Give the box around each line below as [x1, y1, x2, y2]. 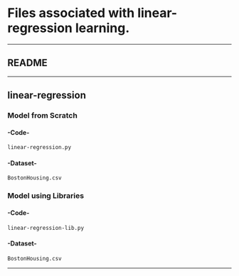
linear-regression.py [7, 144, 72, 151]
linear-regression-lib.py [7, 224, 84, 231]
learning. [75, 20, 130, 36]
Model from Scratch [7, 111, 78, 121]
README [7, 57, 48, 69]
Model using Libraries [7, 191, 84, 201]
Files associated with [7, 5, 135, 21]
